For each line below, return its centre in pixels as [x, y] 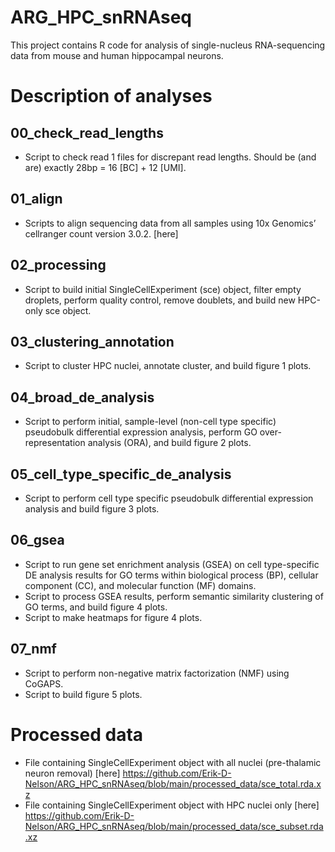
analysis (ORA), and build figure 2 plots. [169, 443]
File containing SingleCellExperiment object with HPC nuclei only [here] [172, 805]
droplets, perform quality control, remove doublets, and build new [160, 300]
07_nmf [33, 649]
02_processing [58, 265]
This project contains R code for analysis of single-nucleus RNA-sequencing [168, 45]
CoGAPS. [44, 683]
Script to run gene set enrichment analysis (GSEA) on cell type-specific [172, 564]
